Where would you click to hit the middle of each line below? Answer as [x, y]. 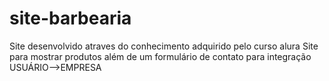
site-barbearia [70, 18]
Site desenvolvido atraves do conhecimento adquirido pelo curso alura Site [164, 46]
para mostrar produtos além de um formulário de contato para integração [160, 56]
